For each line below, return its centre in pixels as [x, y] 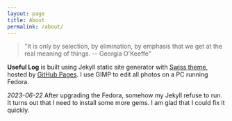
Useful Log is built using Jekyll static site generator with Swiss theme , [108, 67]
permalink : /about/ [35, 26]
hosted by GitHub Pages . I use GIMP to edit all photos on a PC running [108, 74]
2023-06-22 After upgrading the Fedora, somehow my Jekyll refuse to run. [115, 95]
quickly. [18, 110]
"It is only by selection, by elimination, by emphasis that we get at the [123, 47]
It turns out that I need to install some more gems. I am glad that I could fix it [116, 103]
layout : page [26, 14]
